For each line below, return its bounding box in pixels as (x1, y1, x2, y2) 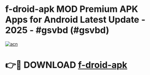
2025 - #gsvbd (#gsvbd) (5, 25, 110, 36)
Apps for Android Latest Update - (5, 14, 146, 25)
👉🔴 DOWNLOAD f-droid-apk (5, 60, 128, 71)
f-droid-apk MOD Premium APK (5, 3, 139, 15)
